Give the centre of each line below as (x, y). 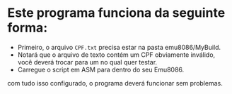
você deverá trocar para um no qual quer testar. (87, 62)
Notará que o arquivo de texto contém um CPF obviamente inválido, (116, 55)
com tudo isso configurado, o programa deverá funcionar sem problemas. (115, 83)
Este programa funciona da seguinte (116, 13)
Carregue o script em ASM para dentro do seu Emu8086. (101, 69)
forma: (28, 28)
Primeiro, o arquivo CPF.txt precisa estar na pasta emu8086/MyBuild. (119, 47)
